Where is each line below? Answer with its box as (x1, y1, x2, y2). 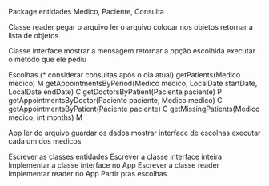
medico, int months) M (8, 113, 82, 122)
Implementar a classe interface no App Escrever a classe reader (8, 160, 220, 170)
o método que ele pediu (8, 55, 87, 64)
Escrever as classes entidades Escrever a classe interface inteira (8, 152, 223, 161)
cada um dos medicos (8, 137, 82, 146)
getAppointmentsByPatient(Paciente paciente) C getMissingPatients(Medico (8, 104, 260, 113)
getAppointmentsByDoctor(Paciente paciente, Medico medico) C (8, 96, 223, 105)
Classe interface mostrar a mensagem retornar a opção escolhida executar (8, 46, 256, 55)
